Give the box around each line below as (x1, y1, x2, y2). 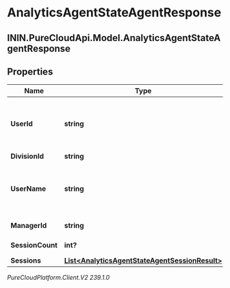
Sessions (10, 256, 41, 265)
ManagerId (10, 221, 47, 231)
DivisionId (10, 152, 44, 161)
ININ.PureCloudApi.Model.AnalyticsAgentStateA (7, 32, 221, 44)
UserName (10, 184, 47, 194)
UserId (10, 119, 33, 129)
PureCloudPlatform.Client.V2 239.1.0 (7, 274, 110, 282)
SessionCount (10, 241, 58, 250)
